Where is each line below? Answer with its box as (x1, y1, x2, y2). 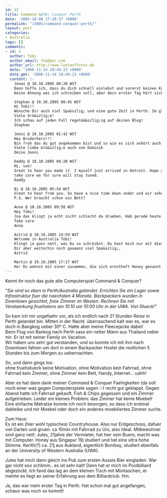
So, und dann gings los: (5, 359, 54, 365)
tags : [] (5, 40, 23, 45)
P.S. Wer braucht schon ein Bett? (14, 196, 85, 201)
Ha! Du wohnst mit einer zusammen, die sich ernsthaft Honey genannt (14, 264, 162, 269)
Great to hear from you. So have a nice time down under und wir (14, 191, 153, 196)
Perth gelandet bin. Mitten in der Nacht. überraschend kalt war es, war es (5, 318, 156, 324)
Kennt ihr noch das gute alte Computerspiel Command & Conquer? (5, 278, 142, 284)
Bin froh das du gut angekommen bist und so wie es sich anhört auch (14, 141, 162, 146)
